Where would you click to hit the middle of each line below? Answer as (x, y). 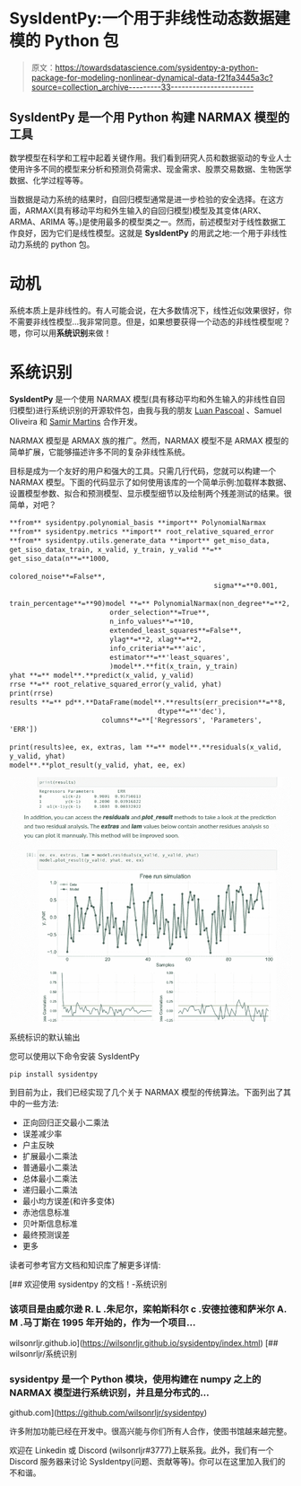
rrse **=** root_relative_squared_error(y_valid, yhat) (116, 684)
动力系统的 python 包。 (52, 244)
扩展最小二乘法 (50, 1156)
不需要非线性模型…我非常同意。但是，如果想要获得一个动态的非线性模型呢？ (150, 321)
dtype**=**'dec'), (192, 711)
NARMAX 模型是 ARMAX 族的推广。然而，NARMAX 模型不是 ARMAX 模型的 (149, 440)
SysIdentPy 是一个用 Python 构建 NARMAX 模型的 (150, 118)
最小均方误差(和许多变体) (69, 1200)
